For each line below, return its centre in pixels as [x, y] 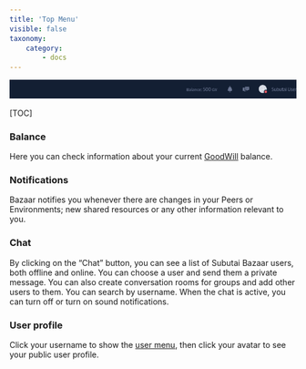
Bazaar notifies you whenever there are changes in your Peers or [131, 200]
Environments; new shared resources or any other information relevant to [147, 210]
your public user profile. [54, 354]
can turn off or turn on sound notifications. [89, 302]
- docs [55, 58]
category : [45, 48]
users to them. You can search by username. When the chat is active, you [148, 292]
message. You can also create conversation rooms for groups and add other [153, 282]
